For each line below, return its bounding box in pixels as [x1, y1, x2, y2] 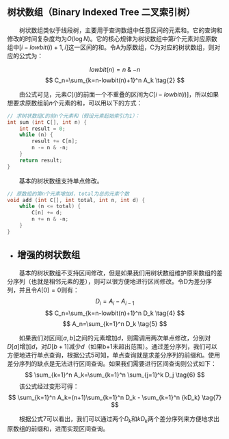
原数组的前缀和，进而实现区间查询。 [7, 425, 109, 433]
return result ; [19, 157, 63, 164]
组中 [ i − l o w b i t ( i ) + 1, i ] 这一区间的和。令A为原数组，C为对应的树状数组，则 [7, 43, 215, 51]
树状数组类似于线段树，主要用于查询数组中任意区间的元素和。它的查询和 [19, 26, 223, 34]
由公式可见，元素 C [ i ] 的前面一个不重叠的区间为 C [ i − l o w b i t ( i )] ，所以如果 [19, 90, 219, 98]
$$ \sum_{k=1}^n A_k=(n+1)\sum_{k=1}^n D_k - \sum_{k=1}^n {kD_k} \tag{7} [8, 393, 222, 402]
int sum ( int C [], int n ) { [7, 118, 87, 125]
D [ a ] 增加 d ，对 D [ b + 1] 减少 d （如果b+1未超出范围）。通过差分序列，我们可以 [7, 342, 217, 351]
